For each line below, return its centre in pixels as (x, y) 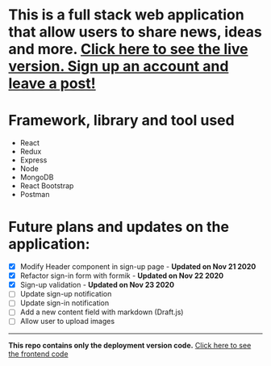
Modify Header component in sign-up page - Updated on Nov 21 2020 (138, 267)
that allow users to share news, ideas (135, 32)
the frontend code (38, 354)
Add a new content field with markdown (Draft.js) (102, 312)
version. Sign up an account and (119, 67)
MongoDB (37, 177)
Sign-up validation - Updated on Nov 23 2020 (97, 285)
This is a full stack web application (126, 15)
